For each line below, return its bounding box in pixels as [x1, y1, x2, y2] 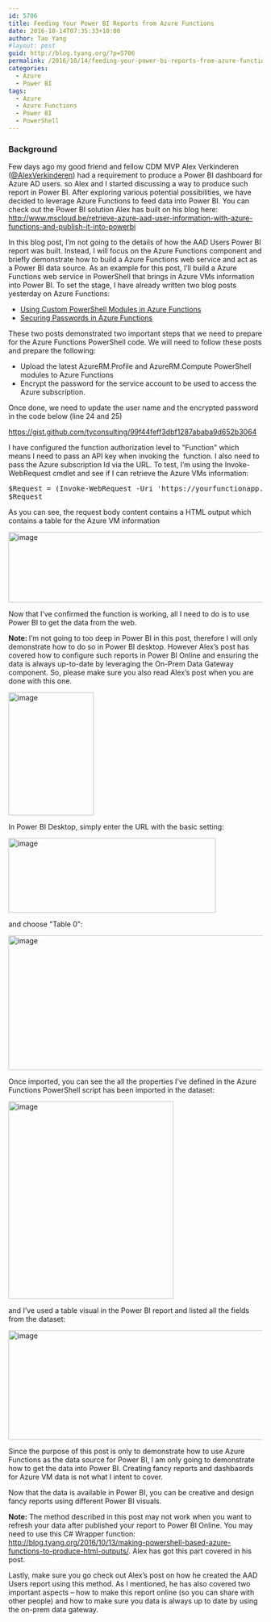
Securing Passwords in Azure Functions [19, 313, 153, 323]
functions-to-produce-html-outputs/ [8, 1546, 129, 1556]
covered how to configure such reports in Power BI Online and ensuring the [8, 650, 260, 660]
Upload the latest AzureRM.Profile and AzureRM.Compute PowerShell [19, 362, 252, 371]
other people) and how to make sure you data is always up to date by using [8, 1596, 258, 1606]
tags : [8, 86, 27, 95]
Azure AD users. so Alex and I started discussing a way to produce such [8, 179, 248, 189]
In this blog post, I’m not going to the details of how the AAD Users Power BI [8, 237, 262, 247]
